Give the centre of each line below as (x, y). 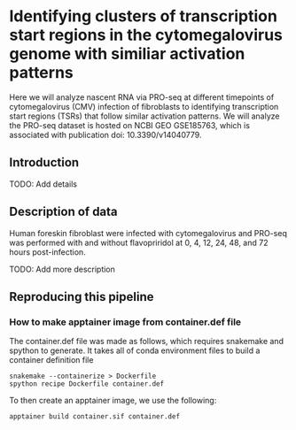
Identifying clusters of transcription (143, 16)
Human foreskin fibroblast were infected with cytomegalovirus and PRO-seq (148, 233)
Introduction (44, 162)
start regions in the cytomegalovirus (146, 35)
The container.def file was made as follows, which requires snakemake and (146, 342)
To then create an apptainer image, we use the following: (113, 401)
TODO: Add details (43, 184)
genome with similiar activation (127, 54)
